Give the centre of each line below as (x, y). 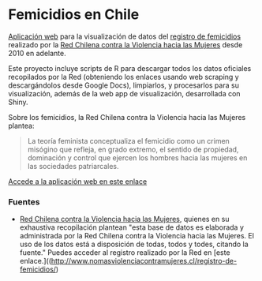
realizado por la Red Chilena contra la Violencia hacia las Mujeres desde (125, 44)
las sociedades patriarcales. (73, 166)
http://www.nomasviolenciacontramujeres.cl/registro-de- (144, 261)
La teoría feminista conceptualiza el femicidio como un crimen (129, 140)
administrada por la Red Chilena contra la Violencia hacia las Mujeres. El (137, 236)
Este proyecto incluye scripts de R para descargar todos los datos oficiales (130, 68)
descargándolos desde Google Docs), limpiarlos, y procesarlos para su (124, 85)
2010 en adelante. (37, 53)
